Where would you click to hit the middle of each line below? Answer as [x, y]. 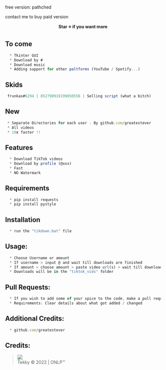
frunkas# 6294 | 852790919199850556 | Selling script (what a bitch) [79, 96]
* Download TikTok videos [36, 159]
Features [19, 147]
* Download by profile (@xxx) [41, 164]
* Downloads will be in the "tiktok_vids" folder [62, 272]
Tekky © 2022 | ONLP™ [41, 362]
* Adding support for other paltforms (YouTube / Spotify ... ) [75, 69]
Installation [23, 220]
